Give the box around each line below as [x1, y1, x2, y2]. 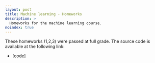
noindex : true [5, 25, 34, 30]
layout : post [5, 7, 32, 12]
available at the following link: [5, 44, 65, 49]
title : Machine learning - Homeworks [5, 12, 82, 16]
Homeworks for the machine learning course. [9, 20, 102, 26]
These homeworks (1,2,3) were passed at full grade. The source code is [5, 38, 151, 44]
